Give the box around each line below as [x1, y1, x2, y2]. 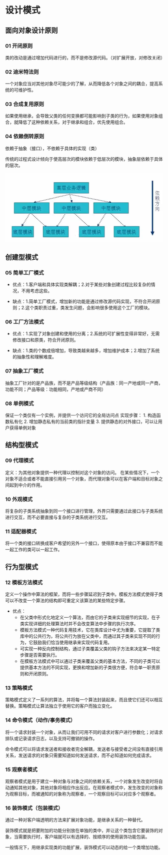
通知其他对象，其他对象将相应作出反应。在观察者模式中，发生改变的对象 [9, 784, 158, 790]
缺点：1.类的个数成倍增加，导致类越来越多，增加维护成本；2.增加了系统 [12, 347, 160, 353]
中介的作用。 [18, 482, 45, 488]
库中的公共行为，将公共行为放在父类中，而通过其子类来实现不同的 [19, 633, 156, 639]
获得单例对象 [9, 425, 36, 431]
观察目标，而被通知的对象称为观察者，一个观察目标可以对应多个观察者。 [9, 790, 158, 796]
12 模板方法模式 [5, 579, 43, 586]
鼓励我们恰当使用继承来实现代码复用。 [33, 639, 112, 646]
